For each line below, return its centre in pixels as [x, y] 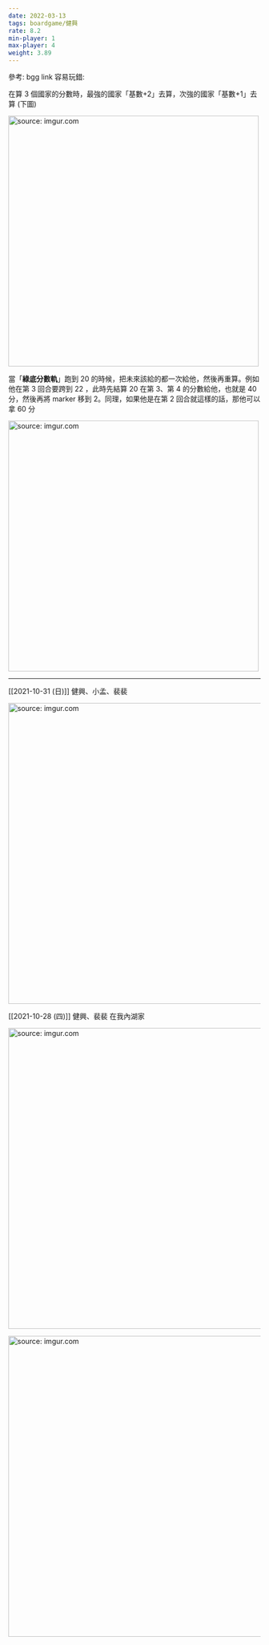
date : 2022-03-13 [37, 16]
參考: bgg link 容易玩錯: [47, 77]
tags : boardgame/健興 [43, 23]
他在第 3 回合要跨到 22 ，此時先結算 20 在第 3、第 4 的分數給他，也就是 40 [133, 389]
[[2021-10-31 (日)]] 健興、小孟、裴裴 [68, 691]
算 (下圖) [23, 104]
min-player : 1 [32, 38]
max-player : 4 [32, 46]
